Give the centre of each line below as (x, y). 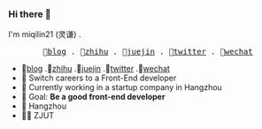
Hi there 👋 (30, 14)
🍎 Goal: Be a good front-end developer (93, 97)
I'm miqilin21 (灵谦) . (45, 34)
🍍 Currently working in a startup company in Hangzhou (121, 87)
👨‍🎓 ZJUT (38, 116)
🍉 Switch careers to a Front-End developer (99, 78)
